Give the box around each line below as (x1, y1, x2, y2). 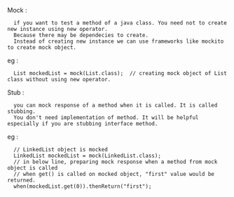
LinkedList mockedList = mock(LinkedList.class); (13, 152, 161, 159)
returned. (7, 177, 36, 184)
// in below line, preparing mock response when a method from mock (13, 158, 218, 165)
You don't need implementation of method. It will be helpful (13, 114, 199, 121)
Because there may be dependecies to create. (13, 32, 149, 39)
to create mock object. (7, 44, 77, 51)
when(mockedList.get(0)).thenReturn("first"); (13, 183, 152, 190)
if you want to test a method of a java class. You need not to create (13, 20, 228, 27)
